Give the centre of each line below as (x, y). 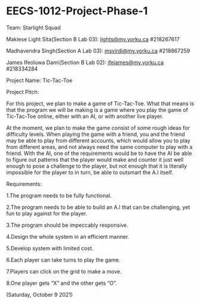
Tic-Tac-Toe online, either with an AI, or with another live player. (85, 116)
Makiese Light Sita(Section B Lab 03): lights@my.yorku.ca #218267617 (93, 39)
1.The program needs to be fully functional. (59, 195)
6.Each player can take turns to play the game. (63, 260)
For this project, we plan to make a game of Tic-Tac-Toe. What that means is (100, 104)
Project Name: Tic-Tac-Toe (39, 80)
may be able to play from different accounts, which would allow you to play (99, 140)
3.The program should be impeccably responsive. (67, 225)
